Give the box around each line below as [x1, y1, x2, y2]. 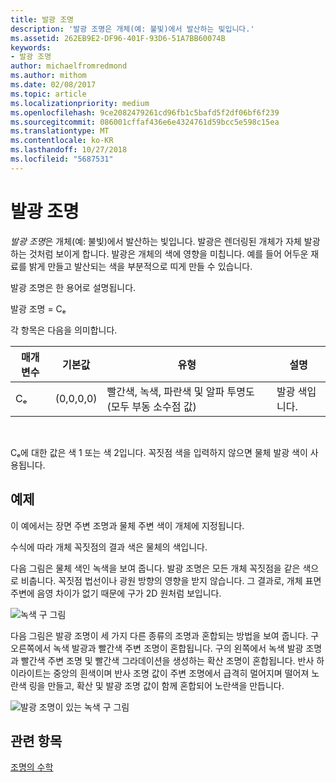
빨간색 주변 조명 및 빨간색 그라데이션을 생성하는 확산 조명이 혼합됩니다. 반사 [20, 654, 315, 666]
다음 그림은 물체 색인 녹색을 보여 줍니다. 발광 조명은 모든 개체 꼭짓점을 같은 [10, 562, 301, 574]
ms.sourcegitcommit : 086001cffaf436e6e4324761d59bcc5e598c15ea [10, 117, 280, 127]
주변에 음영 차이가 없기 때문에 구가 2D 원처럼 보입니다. [10, 587, 222, 599]
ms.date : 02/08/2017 [10, 80, 97, 90]
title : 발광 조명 [10, 14, 75, 25]
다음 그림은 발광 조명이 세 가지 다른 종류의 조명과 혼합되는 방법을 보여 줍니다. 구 [10, 629, 320, 641]
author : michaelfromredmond [10, 61, 128, 71]
